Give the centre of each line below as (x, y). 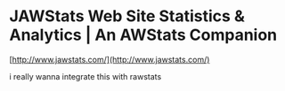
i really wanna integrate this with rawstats (85, 76)
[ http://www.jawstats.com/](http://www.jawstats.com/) (110, 59)
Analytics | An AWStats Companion (143, 35)
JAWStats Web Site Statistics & (127, 16)
